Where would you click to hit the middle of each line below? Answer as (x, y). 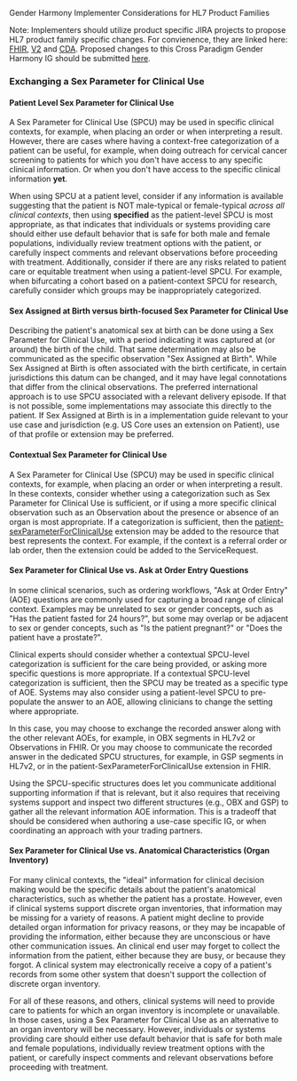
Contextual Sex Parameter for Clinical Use (88, 454)
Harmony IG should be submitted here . (80, 58)
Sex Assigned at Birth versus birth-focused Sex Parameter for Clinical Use (149, 311)
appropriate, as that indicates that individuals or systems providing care (140, 225)
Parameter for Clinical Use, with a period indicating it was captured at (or (142, 340)
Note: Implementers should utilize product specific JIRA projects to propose (148, 30)
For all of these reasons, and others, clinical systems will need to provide (142, 1001)
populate (25, 702)
